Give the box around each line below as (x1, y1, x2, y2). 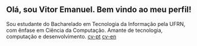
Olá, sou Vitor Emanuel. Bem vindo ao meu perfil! (6, 5, 192, 15)
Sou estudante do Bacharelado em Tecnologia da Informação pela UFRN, (6, 20, 186, 27)
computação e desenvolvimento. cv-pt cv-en (6, 32, 117, 40)
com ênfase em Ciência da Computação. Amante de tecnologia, (6, 27, 163, 34)
